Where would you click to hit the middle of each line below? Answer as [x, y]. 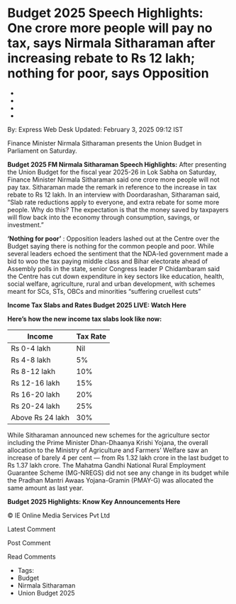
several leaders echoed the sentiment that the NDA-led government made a [118, 253]
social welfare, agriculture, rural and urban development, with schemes [111, 284]
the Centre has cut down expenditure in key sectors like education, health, [116, 276]
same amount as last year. [45, 488]
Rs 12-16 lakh [35, 383]
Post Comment [29, 543]
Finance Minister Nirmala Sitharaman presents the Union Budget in [105, 143]
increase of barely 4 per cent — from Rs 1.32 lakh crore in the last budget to [118, 457]
